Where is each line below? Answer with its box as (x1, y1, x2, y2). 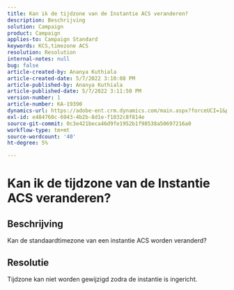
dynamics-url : (7, 107, 49, 114)
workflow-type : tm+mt (7, 127, 70, 134)
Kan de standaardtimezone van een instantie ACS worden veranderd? (7, 236, 207, 245)
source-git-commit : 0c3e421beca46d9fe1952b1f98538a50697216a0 (7, 120, 192, 127)
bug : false (7, 62, 39, 69)
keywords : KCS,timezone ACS (7, 42, 89, 49)
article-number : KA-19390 (7, 101, 82, 108)
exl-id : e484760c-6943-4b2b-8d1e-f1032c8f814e (7, 113, 145, 120)
